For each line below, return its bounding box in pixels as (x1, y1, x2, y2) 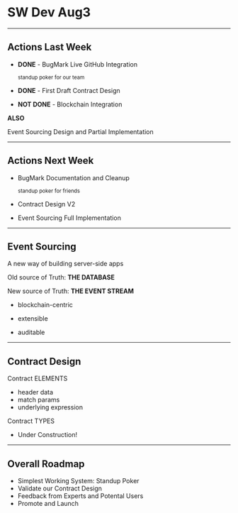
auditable (17, 328, 45, 337)
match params (17, 395, 60, 404)
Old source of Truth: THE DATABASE (7, 273, 115, 282)
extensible (17, 314, 48, 323)
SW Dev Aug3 (7, 4, 91, 21)
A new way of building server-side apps (7, 260, 124, 268)
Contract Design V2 (17, 199, 76, 208)
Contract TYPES (7, 417, 55, 426)
